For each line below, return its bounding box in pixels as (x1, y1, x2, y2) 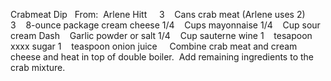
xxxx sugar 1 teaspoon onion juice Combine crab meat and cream (10, 40, 298, 52)
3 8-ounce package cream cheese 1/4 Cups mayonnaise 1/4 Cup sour (10, 19, 321, 31)
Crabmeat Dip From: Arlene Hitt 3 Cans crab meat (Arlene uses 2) (10, 9, 306, 20)
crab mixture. (10, 62, 66, 73)
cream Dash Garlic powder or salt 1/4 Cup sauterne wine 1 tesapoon (10, 30, 313, 41)
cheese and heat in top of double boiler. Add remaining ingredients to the (10, 51, 314, 63)
